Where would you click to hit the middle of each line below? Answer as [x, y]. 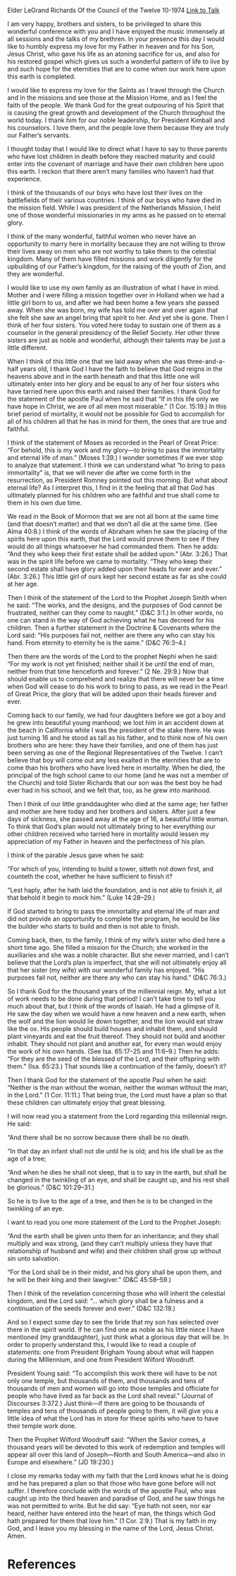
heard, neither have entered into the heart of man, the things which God [112, 1513]
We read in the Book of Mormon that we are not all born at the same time [113, 516]
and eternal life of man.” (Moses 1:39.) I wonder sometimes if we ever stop [115, 458]
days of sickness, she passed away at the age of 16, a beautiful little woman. [118, 819]
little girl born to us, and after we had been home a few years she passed [113, 302]
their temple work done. [42, 1426]
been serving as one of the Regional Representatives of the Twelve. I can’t [115, 753]
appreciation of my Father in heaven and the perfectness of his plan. [107, 841]
